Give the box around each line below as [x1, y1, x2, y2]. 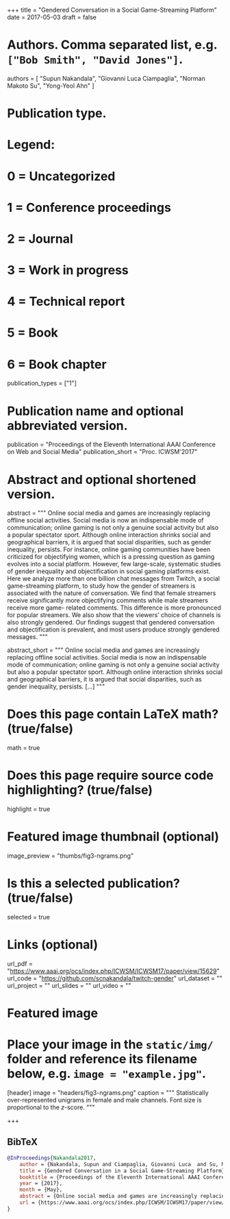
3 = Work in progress [7, 263, 129, 278]
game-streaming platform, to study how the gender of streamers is [7, 582, 196, 590]
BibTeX [7, 1136, 38, 1148]
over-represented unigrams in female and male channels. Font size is [7, 1096, 202, 1105]
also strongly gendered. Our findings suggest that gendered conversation [7, 618, 215, 627]
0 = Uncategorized [7, 168, 116, 184]
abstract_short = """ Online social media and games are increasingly [7, 646, 200, 654]
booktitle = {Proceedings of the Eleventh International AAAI [19, 1174, 201, 1181]
